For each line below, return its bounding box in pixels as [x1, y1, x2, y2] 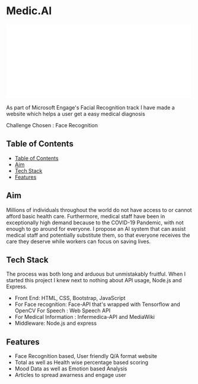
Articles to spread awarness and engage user [14, 372, 126, 379]
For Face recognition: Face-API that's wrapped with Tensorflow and [14, 301, 180, 308]
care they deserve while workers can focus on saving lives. [6, 238, 151, 245]
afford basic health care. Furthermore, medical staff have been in [6, 212, 165, 220]
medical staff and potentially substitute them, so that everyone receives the [6, 231, 190, 238]
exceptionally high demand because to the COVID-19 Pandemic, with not [6, 219, 184, 226]
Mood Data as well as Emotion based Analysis [14, 365, 127, 372]
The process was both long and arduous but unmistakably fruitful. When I [6, 270, 186, 277]
